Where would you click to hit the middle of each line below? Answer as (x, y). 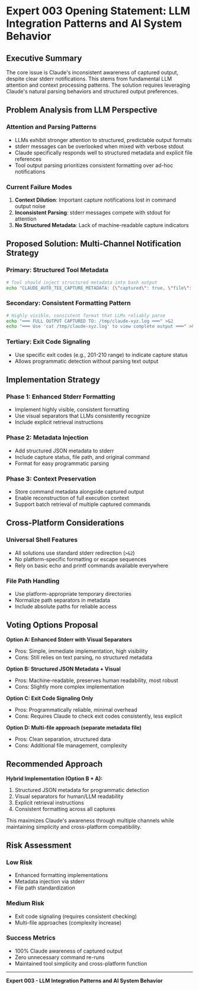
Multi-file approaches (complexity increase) (68, 922)
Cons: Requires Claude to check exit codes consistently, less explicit (98, 716)
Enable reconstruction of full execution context (72, 498)
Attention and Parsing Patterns (51, 127)
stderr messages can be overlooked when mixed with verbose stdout (99, 146)
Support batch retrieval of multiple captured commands (83, 504)
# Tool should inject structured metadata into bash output (82, 282)
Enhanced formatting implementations (61, 875)
